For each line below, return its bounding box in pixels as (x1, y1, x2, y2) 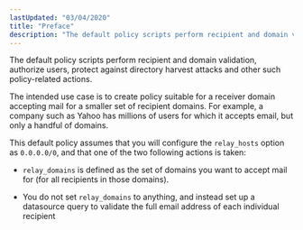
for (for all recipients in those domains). (22, 174, 170, 185)
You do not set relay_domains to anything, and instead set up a (22, 191, 255, 203)
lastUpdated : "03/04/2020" (9, 13, 111, 23)
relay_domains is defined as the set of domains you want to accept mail (22, 164, 288, 176)
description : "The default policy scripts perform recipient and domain (9, 30, 289, 39)
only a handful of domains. (9, 120, 109, 131)
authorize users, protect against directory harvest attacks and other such (9, 64, 281, 75)
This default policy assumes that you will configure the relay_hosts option (9, 137, 285, 149)
